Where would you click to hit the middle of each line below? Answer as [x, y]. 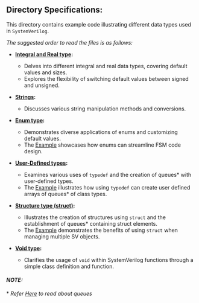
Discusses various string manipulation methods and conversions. [105, 109]
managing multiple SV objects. [62, 236]
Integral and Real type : [44, 54]
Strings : [25, 97]
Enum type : [30, 120]
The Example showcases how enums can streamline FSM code [103, 145]
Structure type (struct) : [45, 205]
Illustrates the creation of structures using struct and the [95, 217]
